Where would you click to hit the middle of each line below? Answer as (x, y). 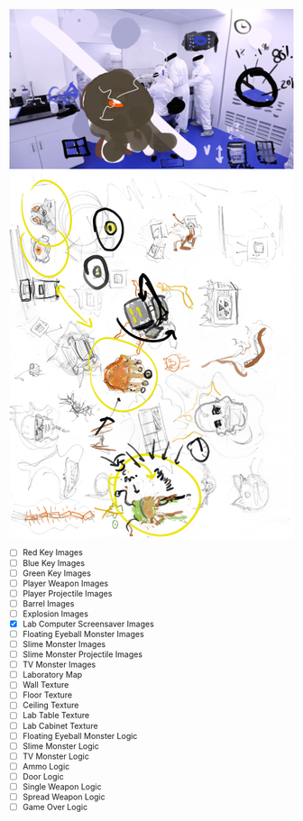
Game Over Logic (55, 807)
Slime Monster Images (64, 644)
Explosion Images (55, 614)
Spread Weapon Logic (64, 797)
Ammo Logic (46, 766)
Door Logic (43, 776)
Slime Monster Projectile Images (82, 654)
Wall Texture (46, 685)
